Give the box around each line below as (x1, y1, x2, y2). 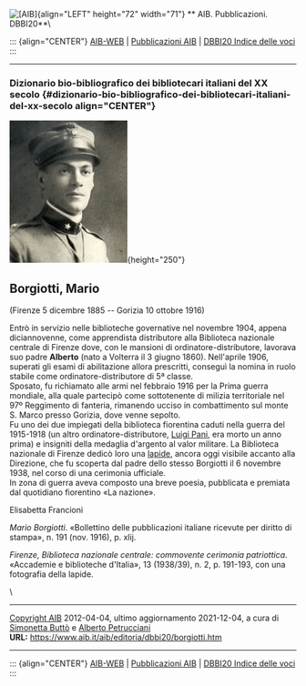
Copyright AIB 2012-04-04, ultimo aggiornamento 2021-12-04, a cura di (9, 612, 280, 623)
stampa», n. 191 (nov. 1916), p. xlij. (9, 532, 137, 543)
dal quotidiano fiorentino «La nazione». (9, 487, 157, 498)
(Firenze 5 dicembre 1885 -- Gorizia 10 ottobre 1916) (9, 305, 205, 316)
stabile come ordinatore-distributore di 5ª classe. (9, 371, 194, 382)
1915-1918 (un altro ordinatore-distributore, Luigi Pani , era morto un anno (9, 429, 282, 440)
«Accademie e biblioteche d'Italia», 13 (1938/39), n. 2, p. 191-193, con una (9, 560, 286, 570)
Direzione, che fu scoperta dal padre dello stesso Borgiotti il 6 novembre (9, 458, 281, 469)
